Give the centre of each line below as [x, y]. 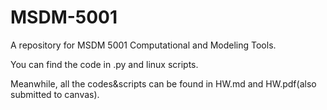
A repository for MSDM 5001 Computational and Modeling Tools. [143, 45]
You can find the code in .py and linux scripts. [104, 64]
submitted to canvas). [55, 94]
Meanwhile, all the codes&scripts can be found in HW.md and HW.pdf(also [163, 83]
